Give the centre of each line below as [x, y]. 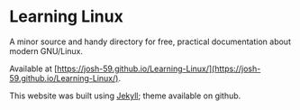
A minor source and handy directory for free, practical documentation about [150, 41]
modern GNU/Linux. [46, 50]
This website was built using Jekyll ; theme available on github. [125, 96]
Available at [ [33, 69]
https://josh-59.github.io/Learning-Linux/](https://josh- [159, 69]
